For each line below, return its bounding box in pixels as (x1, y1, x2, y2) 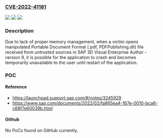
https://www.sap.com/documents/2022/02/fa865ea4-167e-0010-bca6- (12, 100, 158, 106)
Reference (5, 84, 27, 90)
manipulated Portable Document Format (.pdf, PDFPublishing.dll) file (5, 44, 144, 50)
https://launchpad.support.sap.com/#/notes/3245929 (12, 95, 122, 101)
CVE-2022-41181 (5, 3, 47, 10)
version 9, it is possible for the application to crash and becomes (5, 54, 136, 60)
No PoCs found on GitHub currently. (5, 127, 78, 133)
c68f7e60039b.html (12, 105, 53, 111)
